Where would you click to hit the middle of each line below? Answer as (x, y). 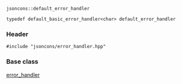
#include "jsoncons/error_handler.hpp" (56, 47)
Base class (22, 62)
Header (17, 34)
